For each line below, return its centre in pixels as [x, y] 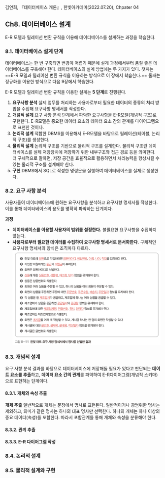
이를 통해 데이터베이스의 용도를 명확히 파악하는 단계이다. [59, 209]
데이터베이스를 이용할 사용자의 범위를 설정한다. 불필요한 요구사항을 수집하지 [84, 230]
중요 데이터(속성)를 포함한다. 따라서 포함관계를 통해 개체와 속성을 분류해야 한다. [81, 418]
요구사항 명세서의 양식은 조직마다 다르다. [51, 248]
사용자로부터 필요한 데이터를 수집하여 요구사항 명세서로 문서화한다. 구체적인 [84, 242]
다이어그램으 [147, 121]
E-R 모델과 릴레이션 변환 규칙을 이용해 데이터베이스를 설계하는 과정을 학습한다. [81, 37]
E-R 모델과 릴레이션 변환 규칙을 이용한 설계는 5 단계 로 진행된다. [66, 92]
